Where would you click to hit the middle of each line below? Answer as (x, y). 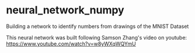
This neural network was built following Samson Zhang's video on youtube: (97, 37)
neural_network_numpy (65, 10)
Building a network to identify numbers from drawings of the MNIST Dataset (97, 26)
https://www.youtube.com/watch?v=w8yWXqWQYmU (71, 44)
